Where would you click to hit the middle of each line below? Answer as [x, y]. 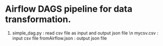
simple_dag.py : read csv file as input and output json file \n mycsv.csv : [85, 33]
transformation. [38, 19]
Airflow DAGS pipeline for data [69, 9]
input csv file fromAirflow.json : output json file [60, 38]
